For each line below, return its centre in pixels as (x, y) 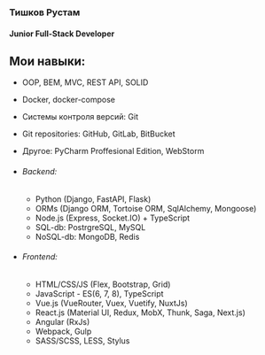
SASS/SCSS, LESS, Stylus (82, 340)
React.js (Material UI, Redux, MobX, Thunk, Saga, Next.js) (140, 313)
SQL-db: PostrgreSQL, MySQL (90, 227)
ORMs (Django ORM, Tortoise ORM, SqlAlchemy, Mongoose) (146, 208)
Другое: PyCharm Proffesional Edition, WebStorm (113, 151)
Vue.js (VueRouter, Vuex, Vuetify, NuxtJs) (111, 303)
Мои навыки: (47, 61)
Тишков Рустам (45, 12)
